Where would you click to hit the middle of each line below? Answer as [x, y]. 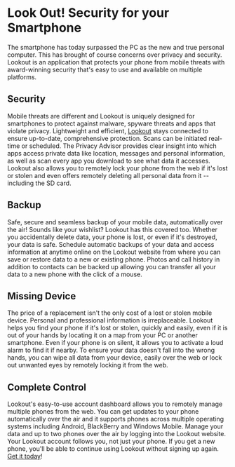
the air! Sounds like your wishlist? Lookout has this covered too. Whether [112, 229]
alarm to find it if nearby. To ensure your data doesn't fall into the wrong [111, 350]
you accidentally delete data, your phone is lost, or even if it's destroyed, [112, 237]
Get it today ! [25, 456]
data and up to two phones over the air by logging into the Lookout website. [117, 434]
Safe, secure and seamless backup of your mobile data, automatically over [115, 222]
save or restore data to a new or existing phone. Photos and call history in [114, 259]
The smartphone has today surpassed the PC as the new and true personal [116, 47]
